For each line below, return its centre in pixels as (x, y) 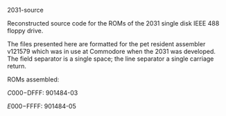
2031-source (25, 10)
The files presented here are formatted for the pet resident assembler (106, 44)
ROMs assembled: (33, 79)
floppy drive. (25, 31)
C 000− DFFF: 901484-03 (43, 93)
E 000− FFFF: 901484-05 (42, 106)
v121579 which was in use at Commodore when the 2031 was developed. (112, 51)
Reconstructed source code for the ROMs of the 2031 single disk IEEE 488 (113, 23)
